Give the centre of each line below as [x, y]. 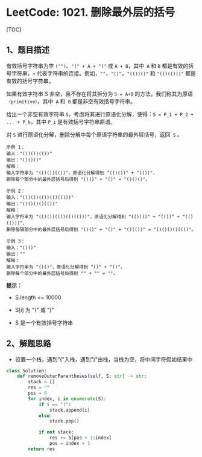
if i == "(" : [55, 404]
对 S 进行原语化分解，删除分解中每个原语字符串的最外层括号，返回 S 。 [94, 134]
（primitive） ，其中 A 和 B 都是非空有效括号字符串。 [71, 101]
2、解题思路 [29, 344]
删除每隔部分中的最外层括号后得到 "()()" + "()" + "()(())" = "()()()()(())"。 [101, 229]
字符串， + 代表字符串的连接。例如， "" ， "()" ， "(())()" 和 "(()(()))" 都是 [103, 73]
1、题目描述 [28, 50]
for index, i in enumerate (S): [67, 399]
